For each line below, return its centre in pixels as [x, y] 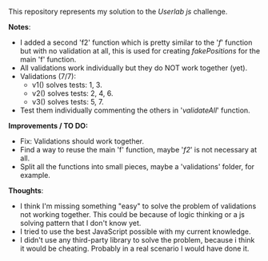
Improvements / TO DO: [48, 126]
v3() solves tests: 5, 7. [68, 102]
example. [35, 175]
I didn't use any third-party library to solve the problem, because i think [137, 240]
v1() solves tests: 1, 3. [67, 85]
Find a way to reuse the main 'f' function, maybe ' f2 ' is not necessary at [138, 150]
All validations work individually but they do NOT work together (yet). [134, 68]
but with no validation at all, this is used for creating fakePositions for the [140, 51]
